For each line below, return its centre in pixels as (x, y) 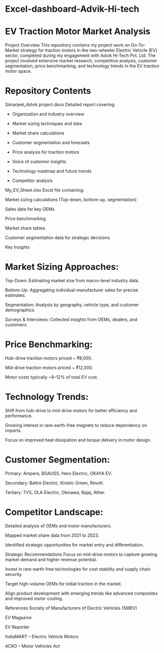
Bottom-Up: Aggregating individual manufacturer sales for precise (72, 290)
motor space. (18, 71)
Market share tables (25, 228)
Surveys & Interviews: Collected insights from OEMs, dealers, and (71, 319)
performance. (19, 416)
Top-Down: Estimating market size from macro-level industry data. (72, 280)
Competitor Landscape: (54, 512)
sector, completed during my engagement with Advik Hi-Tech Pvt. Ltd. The (80, 55)
